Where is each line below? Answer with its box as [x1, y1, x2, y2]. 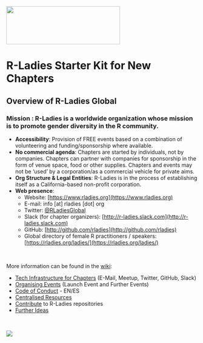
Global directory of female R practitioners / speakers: [24, 232, 157, 240]
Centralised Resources [15, 293, 72, 300]
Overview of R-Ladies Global [6, 95, 117, 106]
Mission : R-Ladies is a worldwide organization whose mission [6, 114, 193, 122]
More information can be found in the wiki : [6, 262, 112, 269]
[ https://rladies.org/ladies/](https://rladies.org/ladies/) [24, 238, 159, 246]
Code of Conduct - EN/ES [15, 287, 80, 294]
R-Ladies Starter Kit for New [6, 59, 151, 72]
